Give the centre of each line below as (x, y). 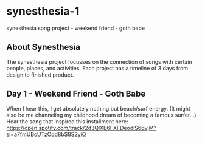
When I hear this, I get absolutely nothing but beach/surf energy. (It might (98, 108)
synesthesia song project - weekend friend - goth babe (75, 28)
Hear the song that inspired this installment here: (68, 121)
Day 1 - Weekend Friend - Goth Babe (76, 94)
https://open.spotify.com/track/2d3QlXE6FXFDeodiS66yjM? (82, 128)
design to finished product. (40, 75)
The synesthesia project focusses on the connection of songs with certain (99, 61)
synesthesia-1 (43, 11)
